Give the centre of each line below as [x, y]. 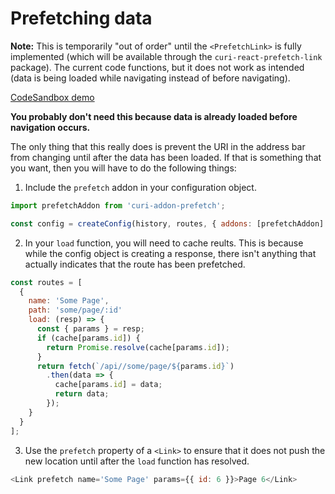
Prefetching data [81, 18]
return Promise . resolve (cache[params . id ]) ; [138, 347]
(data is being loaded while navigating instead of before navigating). [150, 78]
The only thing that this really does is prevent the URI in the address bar [158, 146]
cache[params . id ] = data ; [108, 385]
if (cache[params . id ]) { [88, 338]
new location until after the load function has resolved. [137, 461]
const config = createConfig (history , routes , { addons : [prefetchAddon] [167, 223]
